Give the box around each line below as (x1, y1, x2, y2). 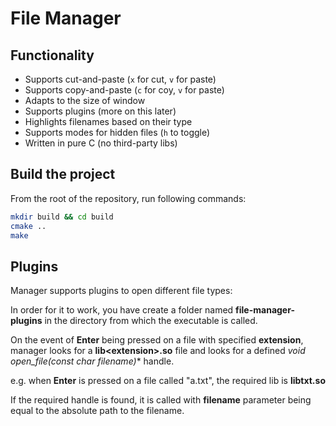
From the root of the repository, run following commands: (10, 192, 247, 204)
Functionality (10, 47, 95, 64)
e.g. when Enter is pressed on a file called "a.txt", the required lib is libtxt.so (10, 375, 326, 387)
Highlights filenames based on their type (24, 116, 193, 127)
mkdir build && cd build (10, 212, 114, 222)
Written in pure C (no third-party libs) (24, 137, 178, 149)
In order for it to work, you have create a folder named (10, 304, 234, 316)
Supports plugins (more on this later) (24, 105, 177, 117)
